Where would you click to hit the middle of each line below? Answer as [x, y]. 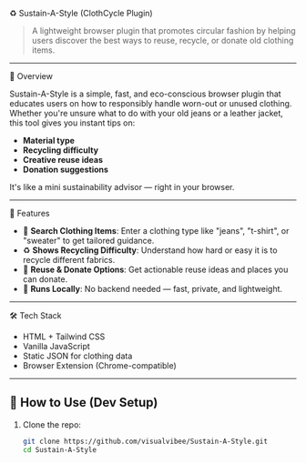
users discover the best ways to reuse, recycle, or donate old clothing [163, 40]
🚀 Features [30, 213]
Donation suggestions [66, 169]
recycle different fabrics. [69, 260]
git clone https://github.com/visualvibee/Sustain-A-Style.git [145, 441]
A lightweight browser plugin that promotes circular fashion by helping [163, 30]
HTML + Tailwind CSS [64, 337]
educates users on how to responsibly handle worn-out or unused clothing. [151, 103]
